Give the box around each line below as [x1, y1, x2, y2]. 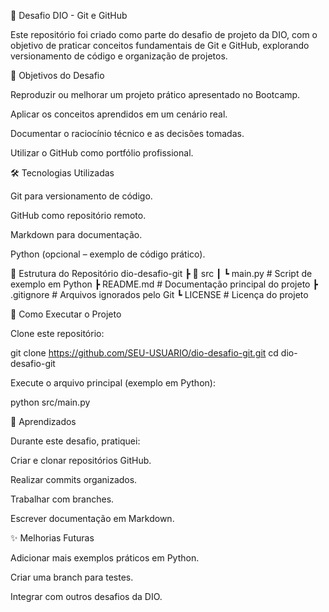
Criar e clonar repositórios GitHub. [10, 455, 152, 466]
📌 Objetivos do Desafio [10, 70, 105, 81]
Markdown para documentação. [10, 229, 143, 240]
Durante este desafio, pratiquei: [10, 435, 141, 447]
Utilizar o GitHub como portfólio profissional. [10, 147, 194, 159]
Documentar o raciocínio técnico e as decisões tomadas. [10, 128, 245, 139]
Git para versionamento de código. [10, 190, 153, 202]
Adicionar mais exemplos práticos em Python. [10, 552, 200, 564]
